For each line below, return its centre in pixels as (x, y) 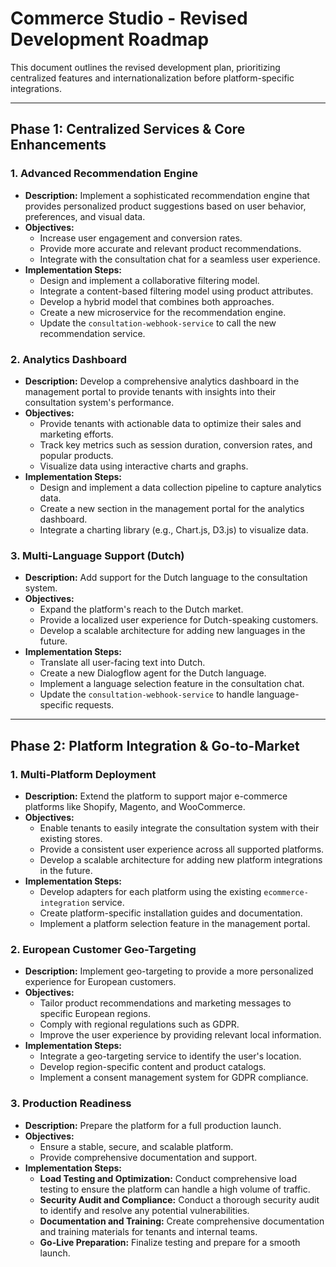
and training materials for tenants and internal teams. (148, 1231)
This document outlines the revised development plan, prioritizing (145, 67)
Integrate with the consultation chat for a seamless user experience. (180, 259)
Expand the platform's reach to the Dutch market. (141, 609)
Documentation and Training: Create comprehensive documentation (182, 1221)
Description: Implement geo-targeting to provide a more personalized (169, 971)
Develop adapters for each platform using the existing (150, 891)
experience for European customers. (100, 982)
